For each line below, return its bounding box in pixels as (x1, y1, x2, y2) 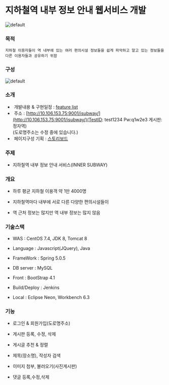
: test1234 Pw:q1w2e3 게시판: (102, 116, 163, 122)
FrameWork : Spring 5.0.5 (12, 255, 66, 261)
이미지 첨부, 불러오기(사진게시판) (12, 363, 77, 369)
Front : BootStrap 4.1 (12, 274, 55, 281)
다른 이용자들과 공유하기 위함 (5, 54, 57, 59)
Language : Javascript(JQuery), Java (12, 245, 90, 251)
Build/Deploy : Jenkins (12, 284, 60, 290)
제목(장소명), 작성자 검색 (12, 353, 61, 359)
